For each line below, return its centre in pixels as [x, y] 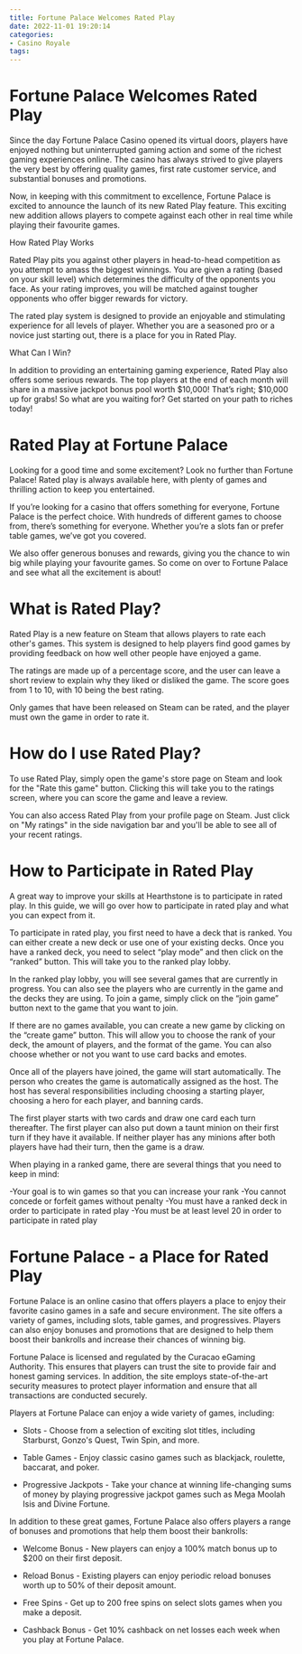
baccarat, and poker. [61, 1467]
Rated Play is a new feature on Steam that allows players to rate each [137, 634]
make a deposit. [52, 1612]
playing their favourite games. [64, 225]
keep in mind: [35, 1174]
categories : [32, 34]
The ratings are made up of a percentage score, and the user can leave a [145, 671]
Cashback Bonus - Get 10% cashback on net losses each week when [151, 1630]
